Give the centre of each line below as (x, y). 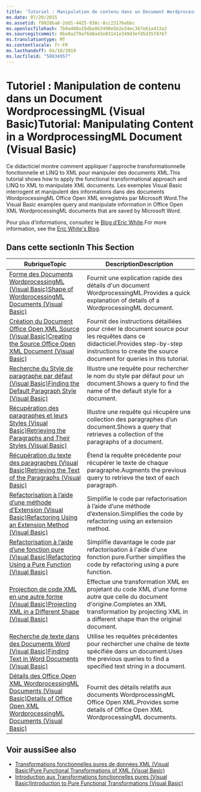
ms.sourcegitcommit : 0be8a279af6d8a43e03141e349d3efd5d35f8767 (87, 34)
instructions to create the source (132, 351)
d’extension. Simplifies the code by (135, 514)
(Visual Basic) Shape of (41, 289)
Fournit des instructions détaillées (134, 321)
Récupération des (34, 408)
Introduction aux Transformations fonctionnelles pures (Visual (91, 777)
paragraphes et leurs (39, 415)
